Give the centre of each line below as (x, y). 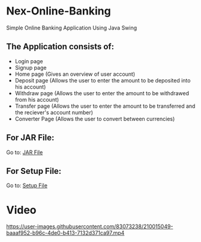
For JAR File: (30, 138)
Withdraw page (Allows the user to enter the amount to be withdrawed (102, 93)
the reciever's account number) (54, 112)
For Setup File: (34, 171)
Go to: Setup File (27, 185)
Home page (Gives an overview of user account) (75, 74)
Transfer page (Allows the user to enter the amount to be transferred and (105, 106)
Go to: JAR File (25, 152)
